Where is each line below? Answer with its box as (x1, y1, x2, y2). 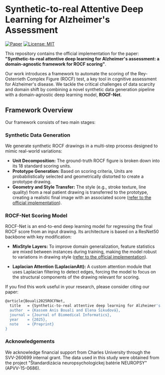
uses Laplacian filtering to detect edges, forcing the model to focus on (12, 269, 156, 275)
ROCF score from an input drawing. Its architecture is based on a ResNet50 (5, 229, 159, 235)
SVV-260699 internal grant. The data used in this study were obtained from (5, 354, 160, 360)
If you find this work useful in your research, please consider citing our (5, 284, 150, 290)
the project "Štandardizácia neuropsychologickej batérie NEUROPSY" (5, 360, 147, 366)
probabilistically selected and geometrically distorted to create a (12, 173, 144, 179)
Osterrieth (5, 76, 26, 82)
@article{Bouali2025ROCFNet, (5, 299, 65, 304)
